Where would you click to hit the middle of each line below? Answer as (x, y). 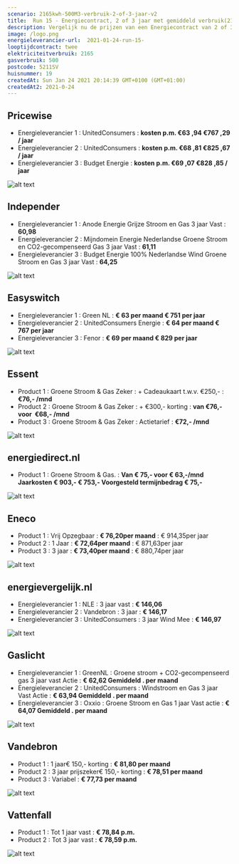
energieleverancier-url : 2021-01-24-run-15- (76, 41)
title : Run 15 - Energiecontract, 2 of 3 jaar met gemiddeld (101, 21)
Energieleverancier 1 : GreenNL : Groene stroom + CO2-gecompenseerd (123, 672)
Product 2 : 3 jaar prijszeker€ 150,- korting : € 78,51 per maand (110, 771)
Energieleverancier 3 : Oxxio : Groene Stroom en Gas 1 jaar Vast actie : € (123, 703)
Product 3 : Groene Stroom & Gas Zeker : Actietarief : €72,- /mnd (113, 422)
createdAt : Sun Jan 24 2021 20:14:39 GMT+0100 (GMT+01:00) (97, 80)
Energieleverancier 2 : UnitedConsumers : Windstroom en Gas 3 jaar (118, 687)
